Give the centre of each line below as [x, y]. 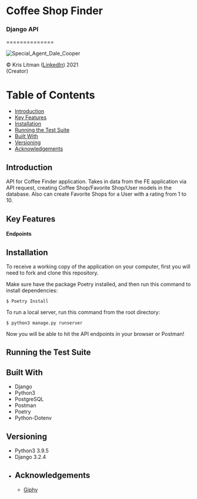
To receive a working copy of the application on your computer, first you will [98, 267]
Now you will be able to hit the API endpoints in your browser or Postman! [95, 334]
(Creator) [17, 71]
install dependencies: [32, 290]
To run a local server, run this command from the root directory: [83, 312]
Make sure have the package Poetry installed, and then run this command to [98, 285]
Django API [22, 29]
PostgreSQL [29, 399]
